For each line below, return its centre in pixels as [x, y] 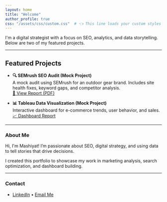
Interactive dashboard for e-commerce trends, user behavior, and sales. [86, 110]
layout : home [19, 10]
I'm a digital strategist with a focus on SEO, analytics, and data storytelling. [82, 38]
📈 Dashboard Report [34, 116]
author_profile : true [28, 19]
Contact [15, 184]
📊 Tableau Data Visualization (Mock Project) [59, 103]
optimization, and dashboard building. [44, 166]
